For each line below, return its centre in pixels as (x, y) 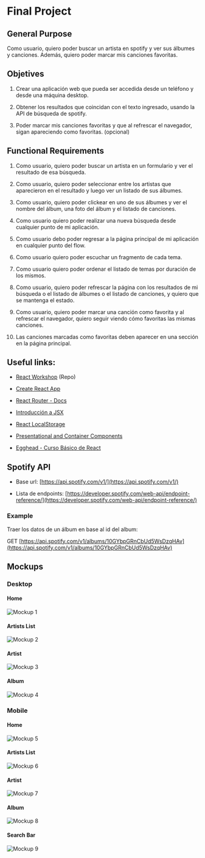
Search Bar (21, 835)
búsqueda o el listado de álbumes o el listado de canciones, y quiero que (107, 293)
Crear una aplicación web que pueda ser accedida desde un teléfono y (105, 88)
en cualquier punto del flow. (50, 245)
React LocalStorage (40, 424)
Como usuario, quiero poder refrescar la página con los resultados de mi (107, 287)
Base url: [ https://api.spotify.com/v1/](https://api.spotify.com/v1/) (97, 482)
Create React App (38, 389)
